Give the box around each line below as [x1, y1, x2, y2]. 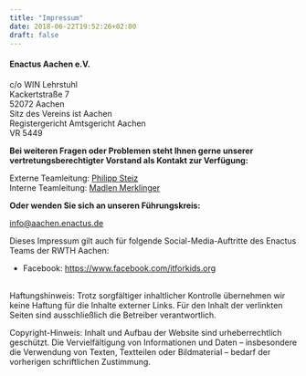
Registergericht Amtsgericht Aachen [9, 118, 146, 129]
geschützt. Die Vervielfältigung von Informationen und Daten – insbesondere [9, 337, 298, 348]
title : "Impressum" [9, 13, 84, 23]
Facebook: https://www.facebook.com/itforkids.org [22, 262, 216, 274]
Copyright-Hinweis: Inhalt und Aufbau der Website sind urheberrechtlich [9, 327, 282, 338]
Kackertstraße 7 [9, 89, 70, 99]
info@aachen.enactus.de [9, 217, 104, 228]
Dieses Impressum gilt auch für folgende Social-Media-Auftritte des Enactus [9, 235, 297, 246]
